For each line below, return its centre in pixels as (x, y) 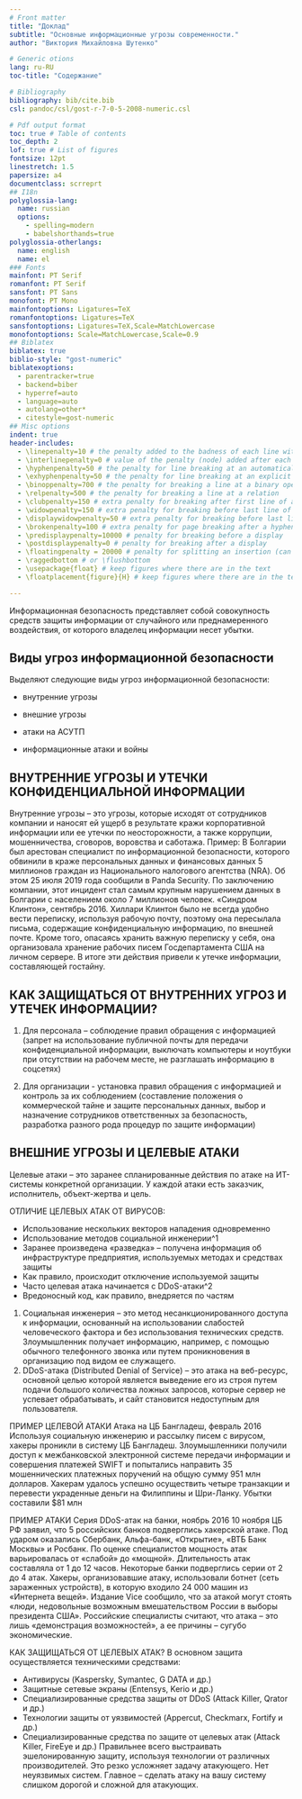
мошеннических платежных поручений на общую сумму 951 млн (135, 1474)
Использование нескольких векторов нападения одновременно (147, 1228)
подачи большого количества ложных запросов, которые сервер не (154, 1389)
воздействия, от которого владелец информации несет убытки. (132, 629)
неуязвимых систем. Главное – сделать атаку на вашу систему (144, 1775)
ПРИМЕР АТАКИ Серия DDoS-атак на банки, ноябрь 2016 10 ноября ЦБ (146, 1520)
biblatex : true (38, 351)
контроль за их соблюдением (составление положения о (133, 1096)
